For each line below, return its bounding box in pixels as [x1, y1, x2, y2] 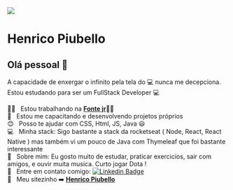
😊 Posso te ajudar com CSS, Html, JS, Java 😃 [7, 119, 146, 128]
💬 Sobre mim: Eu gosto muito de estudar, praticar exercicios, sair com [7, 152, 212, 161]
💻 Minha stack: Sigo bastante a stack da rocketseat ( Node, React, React [7, 128, 222, 135]
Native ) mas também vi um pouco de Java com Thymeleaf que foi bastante [7, 137, 226, 146]
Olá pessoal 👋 [7, 59, 69, 71]
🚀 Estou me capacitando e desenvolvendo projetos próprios [7, 112, 183, 120]
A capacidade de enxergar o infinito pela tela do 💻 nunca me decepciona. [7, 78, 222, 86]
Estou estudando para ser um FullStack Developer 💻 [7, 88, 160, 97]
